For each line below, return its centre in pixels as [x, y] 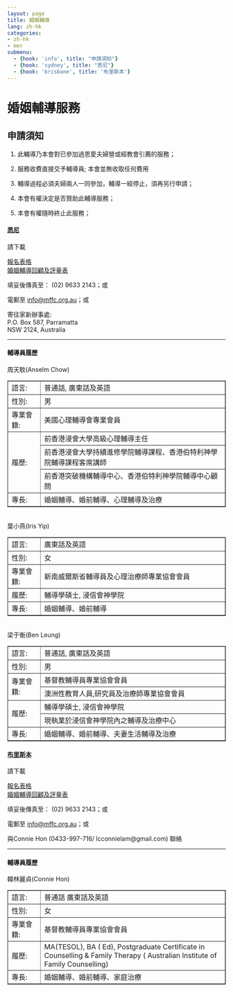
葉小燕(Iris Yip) [28, 526]
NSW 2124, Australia [36, 330]
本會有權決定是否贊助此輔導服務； [66, 198]
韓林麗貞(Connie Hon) [38, 879]
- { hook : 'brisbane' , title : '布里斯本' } [72, 71]
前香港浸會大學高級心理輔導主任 [96, 438]
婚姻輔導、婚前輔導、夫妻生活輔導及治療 [110, 734]
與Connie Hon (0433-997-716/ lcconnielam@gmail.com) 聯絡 [95, 839]
